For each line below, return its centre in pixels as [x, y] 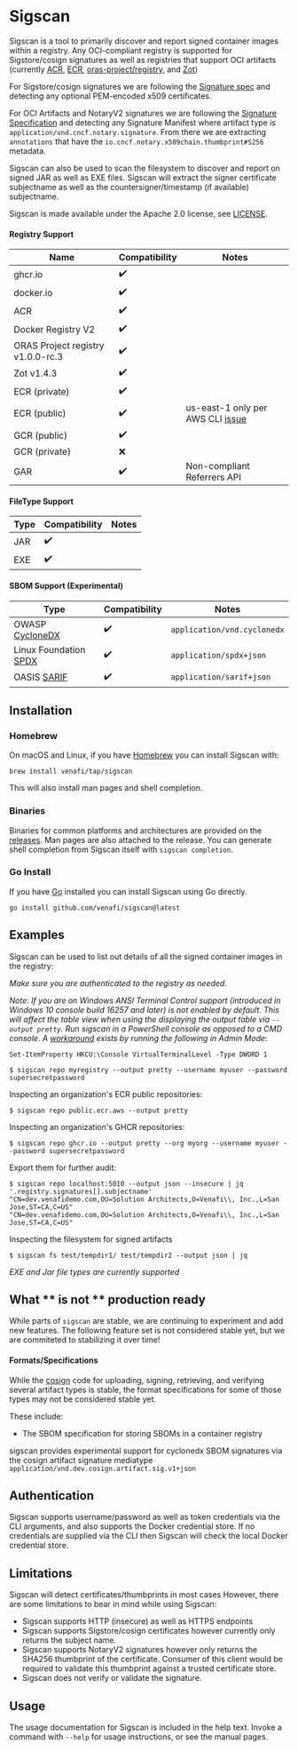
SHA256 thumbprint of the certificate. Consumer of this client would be [153, 1659]
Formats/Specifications [54, 1360]
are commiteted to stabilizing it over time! [85, 1340]
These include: [36, 1416]
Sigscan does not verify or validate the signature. [112, 1678]
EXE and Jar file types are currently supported [94, 1271]
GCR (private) [42, 452]
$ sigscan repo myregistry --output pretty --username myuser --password [149, 1070]
